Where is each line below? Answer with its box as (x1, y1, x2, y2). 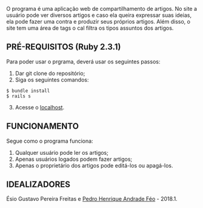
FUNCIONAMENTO (6, 121, 79, 132)
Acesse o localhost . (15, 103, 65, 111)
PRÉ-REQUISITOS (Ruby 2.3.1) (6, 42, 121, 52)
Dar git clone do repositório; (15, 70, 85, 77)
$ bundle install (6, 88, 50, 94)
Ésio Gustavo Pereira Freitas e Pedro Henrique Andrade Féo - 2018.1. (6, 195, 178, 203)
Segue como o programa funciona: (6, 137, 93, 145)
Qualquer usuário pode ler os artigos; (15, 149, 109, 156)
